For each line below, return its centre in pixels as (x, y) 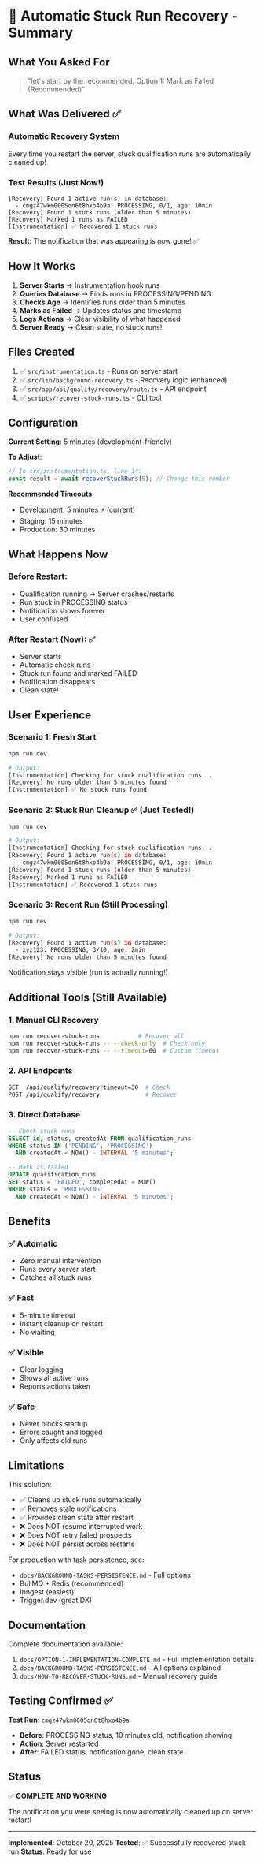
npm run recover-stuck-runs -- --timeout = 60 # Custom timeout (114, 1051)
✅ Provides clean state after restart (76, 1518)
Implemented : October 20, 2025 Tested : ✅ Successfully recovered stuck (127, 1842)
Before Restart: (38, 576)
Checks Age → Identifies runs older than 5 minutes (103, 302)
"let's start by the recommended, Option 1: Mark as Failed (121, 81)
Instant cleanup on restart (61, 1323)
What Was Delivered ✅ (65, 114)
